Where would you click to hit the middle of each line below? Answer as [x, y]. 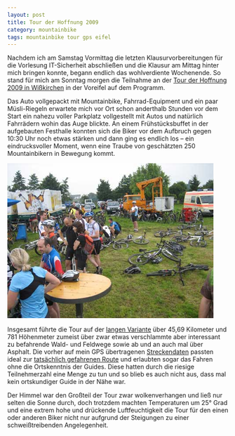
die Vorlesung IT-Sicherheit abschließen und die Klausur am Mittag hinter [113, 65]
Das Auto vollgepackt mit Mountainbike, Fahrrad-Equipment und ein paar [113, 101]
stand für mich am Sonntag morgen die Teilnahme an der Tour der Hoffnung [117, 80]
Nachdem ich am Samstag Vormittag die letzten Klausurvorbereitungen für [115, 58]
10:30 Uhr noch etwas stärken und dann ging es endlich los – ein [101, 139]
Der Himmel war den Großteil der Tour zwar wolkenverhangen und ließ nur [115, 395]
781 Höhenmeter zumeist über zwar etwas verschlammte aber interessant [114, 337]
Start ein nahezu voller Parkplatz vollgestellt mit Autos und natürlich [105, 117]
